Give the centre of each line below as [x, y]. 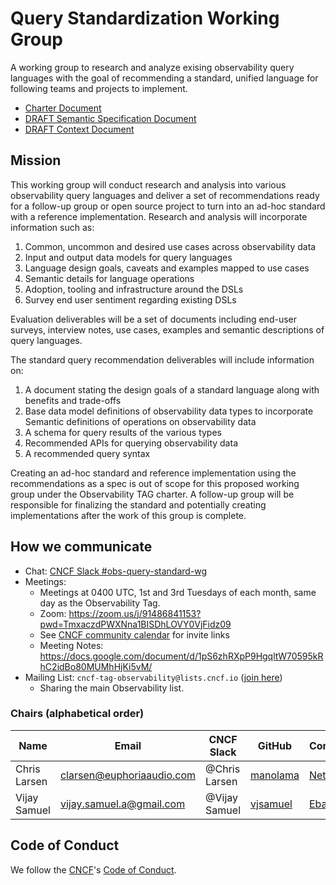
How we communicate [81, 547]
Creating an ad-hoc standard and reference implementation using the [153, 473]
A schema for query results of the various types [123, 432]
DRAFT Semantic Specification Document [110, 118]
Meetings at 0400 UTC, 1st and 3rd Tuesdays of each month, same [178, 592]
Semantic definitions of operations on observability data [140, 421]
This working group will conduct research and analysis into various [148, 184]
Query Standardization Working [145, 18]
